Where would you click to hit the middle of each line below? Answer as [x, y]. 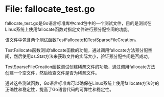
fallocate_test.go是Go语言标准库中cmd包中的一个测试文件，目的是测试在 [78, 23]
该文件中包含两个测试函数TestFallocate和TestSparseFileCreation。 [72, 40]
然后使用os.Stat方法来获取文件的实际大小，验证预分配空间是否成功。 [83, 56]
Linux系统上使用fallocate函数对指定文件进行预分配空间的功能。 [69, 29]
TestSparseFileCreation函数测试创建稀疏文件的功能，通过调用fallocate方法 [80, 67]
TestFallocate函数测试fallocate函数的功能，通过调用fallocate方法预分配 [77, 50]
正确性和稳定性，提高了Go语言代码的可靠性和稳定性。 [59, 89]
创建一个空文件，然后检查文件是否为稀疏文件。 [52, 73]
